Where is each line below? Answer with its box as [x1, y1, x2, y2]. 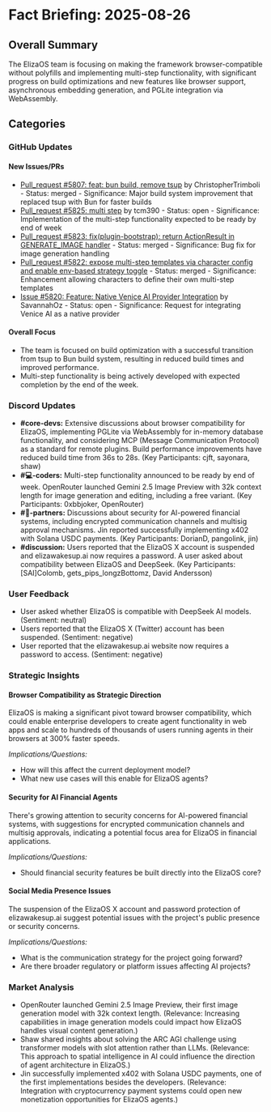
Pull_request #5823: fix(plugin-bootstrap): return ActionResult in [19, 231, 235, 241]
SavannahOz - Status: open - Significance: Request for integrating [19, 300, 241, 309]
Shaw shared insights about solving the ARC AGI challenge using [19, 1034, 237, 1044]
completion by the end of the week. [19, 379, 139, 390]
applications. [8, 836, 51, 846]
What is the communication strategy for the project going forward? [19, 952, 243, 962]
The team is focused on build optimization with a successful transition [19, 345, 253, 355]
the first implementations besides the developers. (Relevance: [19, 1077, 227, 1087]
